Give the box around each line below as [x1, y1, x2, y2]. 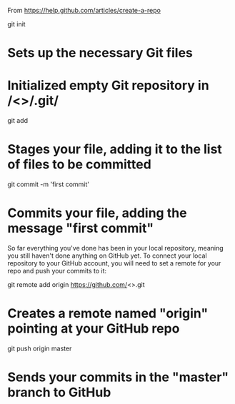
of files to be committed [7, 156, 151, 173]
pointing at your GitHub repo [7, 320, 180, 337]
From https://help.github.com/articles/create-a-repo [7, 6, 161, 14]
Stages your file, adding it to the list [7, 141, 223, 158]
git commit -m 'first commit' [7, 180, 89, 188]
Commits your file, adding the [7, 205, 187, 221]
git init [7, 20, 26, 28]
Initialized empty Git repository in [7, 78, 209, 94]
